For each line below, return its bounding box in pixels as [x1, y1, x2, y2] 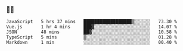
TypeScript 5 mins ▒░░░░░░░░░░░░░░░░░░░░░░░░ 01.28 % [6, 34, 178, 40]
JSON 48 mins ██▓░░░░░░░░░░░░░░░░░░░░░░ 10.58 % [6, 29, 178, 35]
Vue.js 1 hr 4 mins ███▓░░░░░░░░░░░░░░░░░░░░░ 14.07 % [6, 24, 178, 30]
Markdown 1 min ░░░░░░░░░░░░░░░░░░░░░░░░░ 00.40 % [6, 40, 178, 46]
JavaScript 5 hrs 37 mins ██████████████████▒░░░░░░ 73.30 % [6, 19, 178, 25]
